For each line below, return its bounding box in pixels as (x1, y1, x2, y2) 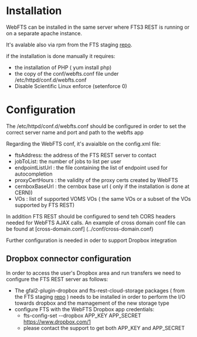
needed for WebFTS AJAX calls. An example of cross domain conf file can (6, 219, 186, 226)
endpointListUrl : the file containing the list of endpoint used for (14, 164, 168, 171)
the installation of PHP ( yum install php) (14, 63, 112, 71)
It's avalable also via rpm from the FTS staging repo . (6, 41, 133, 48)
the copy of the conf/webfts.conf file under (14, 70, 119, 77)
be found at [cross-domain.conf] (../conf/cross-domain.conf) (6, 225, 154, 232)
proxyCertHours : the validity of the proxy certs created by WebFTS (14, 176, 178, 183)
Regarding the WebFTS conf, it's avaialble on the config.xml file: (6, 140, 161, 147)
